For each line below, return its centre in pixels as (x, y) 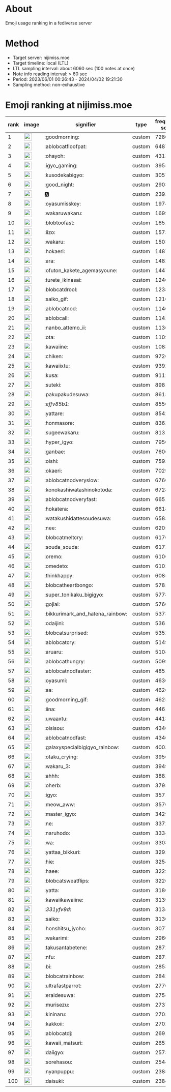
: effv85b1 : (57, 404)
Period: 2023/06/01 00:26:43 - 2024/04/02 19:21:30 (68, 79)
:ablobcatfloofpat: (65, 146)
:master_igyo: (60, 814)
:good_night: (59, 185)
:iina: (50, 709)
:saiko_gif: (56, 299)
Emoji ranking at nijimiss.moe (69, 105)
